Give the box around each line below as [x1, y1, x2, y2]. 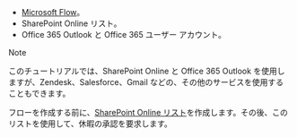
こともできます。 [8, 88, 71, 98]
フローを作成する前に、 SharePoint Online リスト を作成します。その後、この [8, 107, 289, 117]
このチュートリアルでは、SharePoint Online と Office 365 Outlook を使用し [8, 65, 285, 76]
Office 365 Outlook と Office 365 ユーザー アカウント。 [21, 30, 226, 39]
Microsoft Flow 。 [21, 7, 85, 17]
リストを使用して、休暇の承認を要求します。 [8, 118, 172, 129]
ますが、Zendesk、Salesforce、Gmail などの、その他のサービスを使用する [8, 77, 284, 87]
